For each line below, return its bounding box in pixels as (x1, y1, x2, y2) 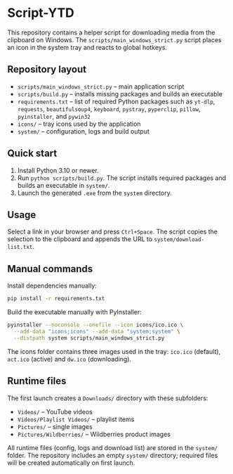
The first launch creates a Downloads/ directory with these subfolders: (7, 394, 208, 402)
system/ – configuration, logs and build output (17, 127, 149, 135)
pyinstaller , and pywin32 (17, 112, 91, 120)
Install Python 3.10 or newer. (17, 166, 100, 174)
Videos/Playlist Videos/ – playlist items (17, 415, 135, 423)
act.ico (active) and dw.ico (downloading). (7, 354, 132, 363)
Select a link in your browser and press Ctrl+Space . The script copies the (7, 227, 218, 236)
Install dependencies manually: (7, 281, 97, 290)
